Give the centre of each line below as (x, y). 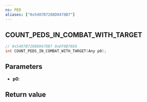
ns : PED (13, 10)
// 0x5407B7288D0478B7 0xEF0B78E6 (41, 46)
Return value (26, 95)
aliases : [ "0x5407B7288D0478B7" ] (40, 15)
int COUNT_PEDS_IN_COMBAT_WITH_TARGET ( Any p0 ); (56, 51)
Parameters (24, 67)
